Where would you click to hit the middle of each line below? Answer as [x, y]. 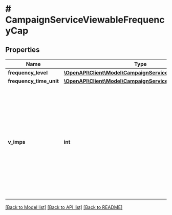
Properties [23, 50]
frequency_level [28, 73]
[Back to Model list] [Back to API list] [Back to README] [64, 207]
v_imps [17, 142]
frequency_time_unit [33, 81]
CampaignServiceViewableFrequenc [85, 20]
